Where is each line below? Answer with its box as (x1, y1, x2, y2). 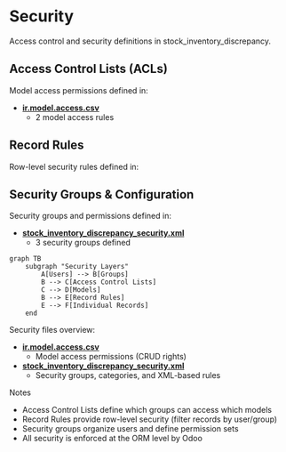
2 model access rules (35, 111, 115, 122)
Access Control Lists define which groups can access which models (21, 405, 273, 416)
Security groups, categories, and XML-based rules (35, 370, 221, 381)
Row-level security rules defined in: (9, 161, 139, 172)
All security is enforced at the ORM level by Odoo (21, 433, 203, 444)
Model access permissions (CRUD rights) (35, 351, 187, 362)
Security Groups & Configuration (9, 187, 195, 202)
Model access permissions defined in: (9, 85, 148, 95)
